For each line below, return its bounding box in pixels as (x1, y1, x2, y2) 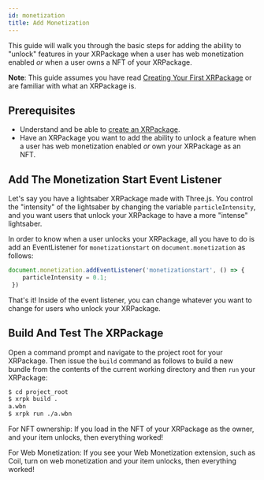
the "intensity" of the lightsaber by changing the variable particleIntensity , (8, 202, 256, 212)
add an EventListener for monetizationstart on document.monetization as (8, 242, 246, 253)
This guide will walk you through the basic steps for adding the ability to (8, 40, 242, 50)
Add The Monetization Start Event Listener (8, 173, 222, 186)
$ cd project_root (8, 388, 69, 396)
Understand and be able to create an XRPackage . (19, 125, 180, 134)
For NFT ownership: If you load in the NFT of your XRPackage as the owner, (8, 424, 255, 434)
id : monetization (8, 11, 65, 20)
